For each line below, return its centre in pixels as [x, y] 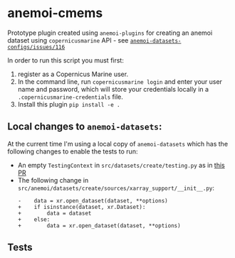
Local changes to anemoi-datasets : [85, 127]
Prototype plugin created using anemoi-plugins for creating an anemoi [110, 33]
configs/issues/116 [36, 47]
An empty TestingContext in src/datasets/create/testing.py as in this [121, 165]
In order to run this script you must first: [66, 60]
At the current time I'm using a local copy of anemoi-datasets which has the [118, 144]
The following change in [53, 180]
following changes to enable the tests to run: [73, 151]
